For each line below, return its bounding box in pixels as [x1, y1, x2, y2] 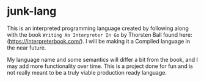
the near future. [7, 44, 46, 51]
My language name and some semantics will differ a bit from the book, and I [7, 56, 198, 63]
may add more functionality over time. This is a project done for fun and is [7, 62, 194, 70]
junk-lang [7, 4, 57, 18]
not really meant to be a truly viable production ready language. [7, 69, 167, 76]
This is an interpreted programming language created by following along [7, 24, 189, 32]
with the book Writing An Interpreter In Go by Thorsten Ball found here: [7, 31, 192, 38]
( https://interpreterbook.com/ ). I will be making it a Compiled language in [7, 37, 191, 45]
